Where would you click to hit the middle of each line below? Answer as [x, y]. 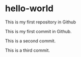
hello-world [29, 9]
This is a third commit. [27, 50]
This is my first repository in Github [40, 22]
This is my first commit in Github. [39, 31]
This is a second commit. [30, 41]
